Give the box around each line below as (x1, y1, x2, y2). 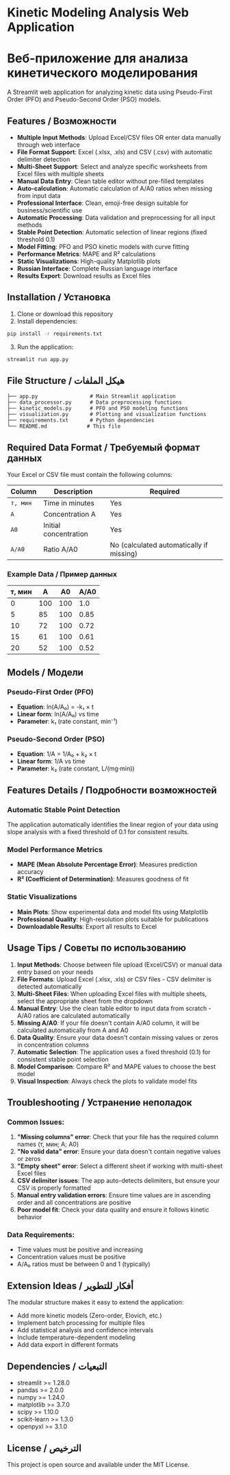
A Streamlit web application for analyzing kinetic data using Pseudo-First (7, 88, 212, 97)
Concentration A (43, 509, 96, 519)
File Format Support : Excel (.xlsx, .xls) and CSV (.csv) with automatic (16, 147, 213, 156)
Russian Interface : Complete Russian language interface (16, 264, 178, 272)
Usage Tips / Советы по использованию (7, 942, 187, 954)
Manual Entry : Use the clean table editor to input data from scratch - (16, 1004, 212, 1012)
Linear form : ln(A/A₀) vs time (16, 710, 99, 718)
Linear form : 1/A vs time (16, 757, 86, 766)
